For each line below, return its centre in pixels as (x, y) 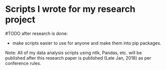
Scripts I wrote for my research (70, 9)
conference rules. (23, 63)
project (20, 20)
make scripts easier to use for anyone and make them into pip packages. (87, 43)
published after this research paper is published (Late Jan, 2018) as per (78, 58)
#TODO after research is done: (37, 33)
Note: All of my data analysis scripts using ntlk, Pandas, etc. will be (74, 53)
